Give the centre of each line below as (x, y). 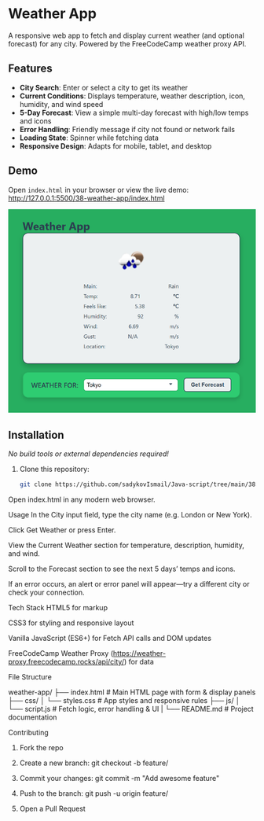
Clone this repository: (54, 469)
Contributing (28, 733)
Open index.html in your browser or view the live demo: (99, 190)
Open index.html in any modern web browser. (82, 499)
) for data (139, 662)
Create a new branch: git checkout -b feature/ (94, 763)
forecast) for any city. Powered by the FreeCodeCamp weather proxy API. (127, 43)
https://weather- (139, 653)
